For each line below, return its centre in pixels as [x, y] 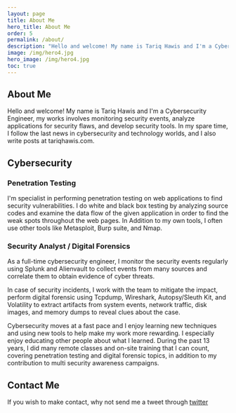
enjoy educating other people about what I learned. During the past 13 [109, 341]
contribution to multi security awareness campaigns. [83, 363]
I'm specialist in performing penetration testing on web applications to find [115, 198]
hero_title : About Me [39, 27]
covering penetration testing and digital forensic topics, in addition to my [112, 356]
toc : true [22, 66]
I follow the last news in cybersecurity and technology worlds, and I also [112, 133]
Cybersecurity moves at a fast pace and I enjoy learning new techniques [112, 326]
